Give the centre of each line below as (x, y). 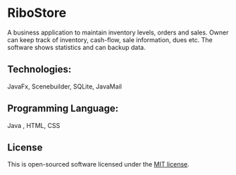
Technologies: (39, 69)
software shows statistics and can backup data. (76, 47)
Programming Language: (63, 109)
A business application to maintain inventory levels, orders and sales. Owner (118, 32)
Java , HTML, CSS (34, 125)
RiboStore (37, 13)
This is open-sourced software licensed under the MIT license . (99, 164)
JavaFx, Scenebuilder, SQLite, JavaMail (64, 86)
